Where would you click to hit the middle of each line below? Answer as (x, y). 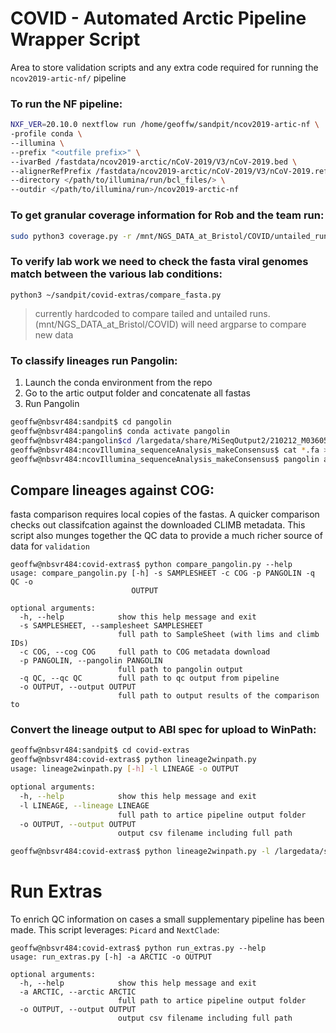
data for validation (50, 546)
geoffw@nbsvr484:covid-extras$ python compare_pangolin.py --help (151, 565)
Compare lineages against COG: (112, 490)
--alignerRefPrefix (51, 171)
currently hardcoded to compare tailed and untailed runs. (152, 313)
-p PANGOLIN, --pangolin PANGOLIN (91, 661)
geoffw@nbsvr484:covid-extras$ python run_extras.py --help (138, 948)
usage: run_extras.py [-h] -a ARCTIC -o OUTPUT (111, 957)
